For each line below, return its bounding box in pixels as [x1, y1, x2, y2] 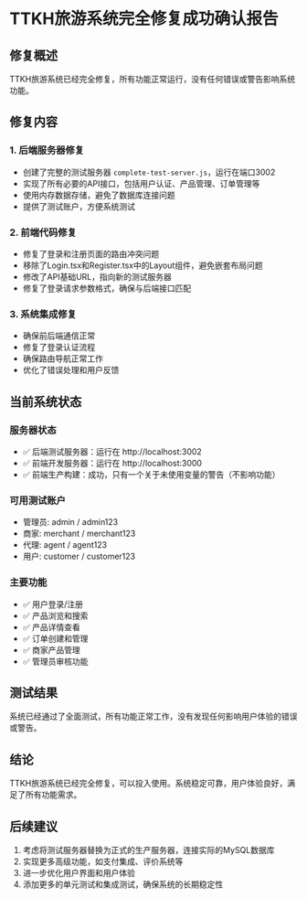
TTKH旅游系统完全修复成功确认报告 [9, 8, 279, 29]
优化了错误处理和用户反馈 [22, 365, 120, 376]
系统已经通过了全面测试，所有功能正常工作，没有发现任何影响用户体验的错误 [9, 711, 298, 722]
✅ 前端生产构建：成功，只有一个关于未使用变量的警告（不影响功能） [22, 468, 281, 480]
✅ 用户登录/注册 [22, 598, 84, 609]
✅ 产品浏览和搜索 [22, 610, 89, 621]
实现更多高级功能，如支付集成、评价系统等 [22, 856, 184, 867]
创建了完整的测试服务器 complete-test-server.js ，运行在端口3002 [22, 166, 276, 177]
